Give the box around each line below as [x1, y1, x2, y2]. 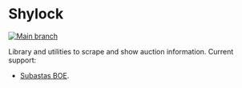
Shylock [8, 5, 64, 23]
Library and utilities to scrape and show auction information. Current [8, 46, 234, 56]
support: [8, 55, 37, 65]
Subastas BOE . [19, 70, 70, 80]
